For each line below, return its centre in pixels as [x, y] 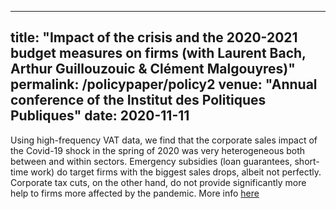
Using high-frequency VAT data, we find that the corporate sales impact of [164, 140]
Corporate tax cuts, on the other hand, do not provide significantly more [158, 182]
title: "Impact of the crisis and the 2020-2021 [154, 37]
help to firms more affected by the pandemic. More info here [135, 193]
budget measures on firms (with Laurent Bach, [158, 53]
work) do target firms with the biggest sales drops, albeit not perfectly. [176, 172]
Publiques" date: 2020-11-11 [100, 116]
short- [307, 161]
